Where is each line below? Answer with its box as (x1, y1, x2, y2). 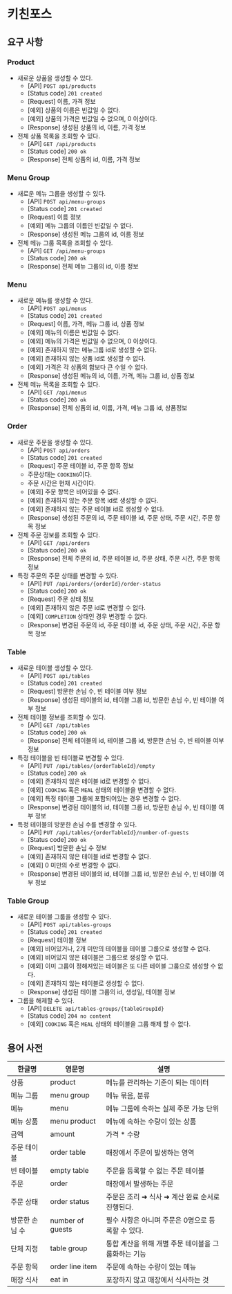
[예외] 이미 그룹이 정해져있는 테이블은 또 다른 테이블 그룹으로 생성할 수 (27, 962, 216, 970)
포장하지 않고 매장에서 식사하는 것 (106, 1275, 209, 1285)
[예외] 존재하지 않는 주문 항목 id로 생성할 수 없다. (27, 496, 159, 504)
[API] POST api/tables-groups (27, 920, 112, 928)
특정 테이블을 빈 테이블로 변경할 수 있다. (17, 754, 124, 762)
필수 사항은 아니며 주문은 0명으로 (106, 1216, 207, 1225)
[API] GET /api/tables (27, 721, 90, 729)
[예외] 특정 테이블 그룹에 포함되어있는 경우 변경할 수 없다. (27, 794, 182, 803)
